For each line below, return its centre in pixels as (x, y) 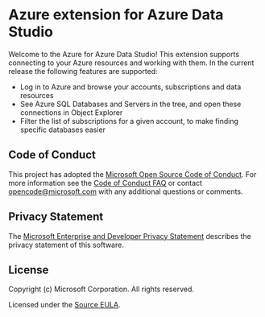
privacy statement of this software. (66, 245)
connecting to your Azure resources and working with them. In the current (131, 63)
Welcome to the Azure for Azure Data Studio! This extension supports (124, 54)
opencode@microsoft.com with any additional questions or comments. (126, 191)
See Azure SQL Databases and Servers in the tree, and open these (130, 104)
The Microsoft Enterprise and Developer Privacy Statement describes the (130, 236)
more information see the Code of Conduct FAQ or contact (106, 183)
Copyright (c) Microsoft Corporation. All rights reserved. (101, 289)
